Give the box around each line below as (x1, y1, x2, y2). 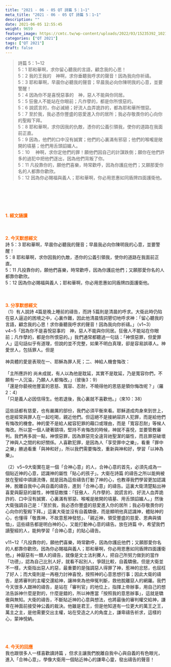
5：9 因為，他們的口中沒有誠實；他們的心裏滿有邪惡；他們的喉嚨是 (17, 136, 159, 143)
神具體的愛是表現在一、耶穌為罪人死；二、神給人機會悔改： (5, 358, 130, 365)
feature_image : (5, 31, 38, 36)
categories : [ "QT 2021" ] (5, 36, 58, 41)
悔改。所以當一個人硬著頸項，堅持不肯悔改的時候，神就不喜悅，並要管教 (5, 426, 157, 433)
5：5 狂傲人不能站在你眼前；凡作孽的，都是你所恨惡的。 (17, 98, 136, 104)
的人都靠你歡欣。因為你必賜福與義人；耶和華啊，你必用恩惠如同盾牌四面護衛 (5, 545, 166, 551)
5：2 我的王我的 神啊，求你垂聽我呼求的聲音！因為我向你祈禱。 (17, 72, 154, 79)
